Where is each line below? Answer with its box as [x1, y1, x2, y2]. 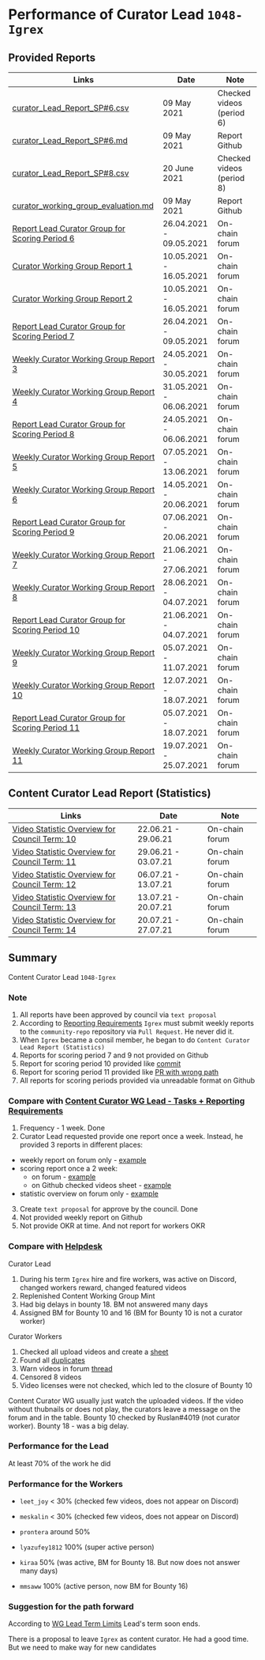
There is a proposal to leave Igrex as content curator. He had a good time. [8, 1635, 249, 1644]
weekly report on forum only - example [19, 1155, 147, 1165]
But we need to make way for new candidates [8, 1643, 157, 1652]
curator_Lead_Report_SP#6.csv [12, 103, 129, 113]
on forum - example [31, 1172, 96, 1182]
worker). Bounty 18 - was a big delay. [8, 1421, 129, 1431]
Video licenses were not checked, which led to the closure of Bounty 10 [19, 1380, 252, 1390]
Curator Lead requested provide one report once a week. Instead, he [19, 1132, 244, 1141]
